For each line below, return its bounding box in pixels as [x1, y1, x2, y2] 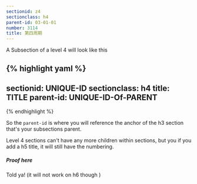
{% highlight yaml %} [6, 63, 86, 73]
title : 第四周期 [6, 30, 42, 36]
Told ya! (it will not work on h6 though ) [6, 171, 101, 179]
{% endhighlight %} [6, 108, 54, 115]
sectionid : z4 [6, 8, 41, 15]
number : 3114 [6, 25, 38, 31]
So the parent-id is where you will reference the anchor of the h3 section [6, 120, 184, 127]
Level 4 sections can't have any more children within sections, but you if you [6, 137, 192, 144]
